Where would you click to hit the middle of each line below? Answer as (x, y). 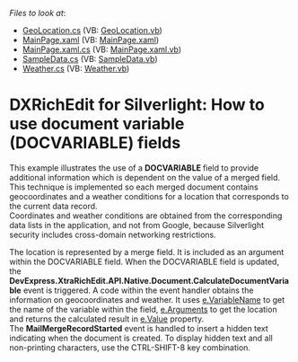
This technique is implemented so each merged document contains (134, 187)
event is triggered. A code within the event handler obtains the (138, 290)
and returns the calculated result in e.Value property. (107, 319)
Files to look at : (38, 13)
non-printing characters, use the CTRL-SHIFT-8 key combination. (130, 347)
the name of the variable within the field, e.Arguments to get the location (143, 309)
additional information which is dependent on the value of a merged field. (145, 177)
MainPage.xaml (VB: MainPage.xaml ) (91, 40)
